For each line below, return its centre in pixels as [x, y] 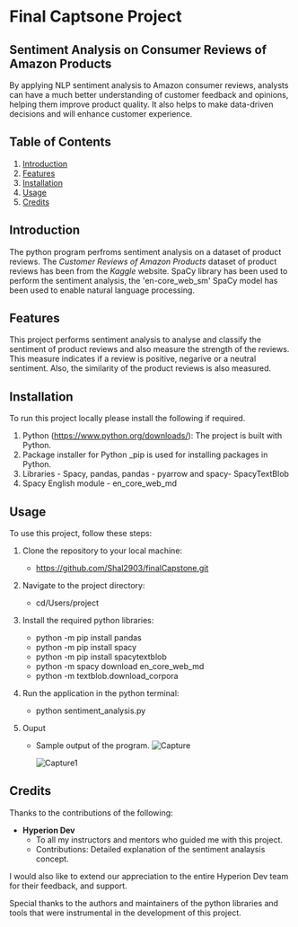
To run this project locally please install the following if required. [127, 419]
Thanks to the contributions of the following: [91, 812]
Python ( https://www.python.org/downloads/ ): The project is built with [152, 436]
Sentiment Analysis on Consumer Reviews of [138, 50]
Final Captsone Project [96, 17]
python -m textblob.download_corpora [107, 676]
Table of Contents [61, 142]
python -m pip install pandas [88, 638]
